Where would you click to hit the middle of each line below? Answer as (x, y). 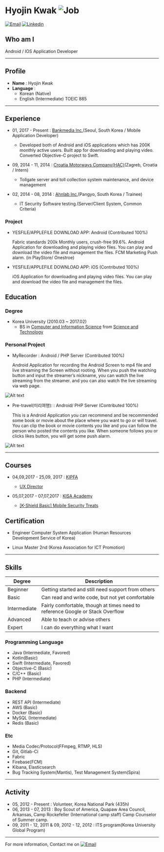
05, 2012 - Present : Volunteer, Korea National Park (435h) (71, 804)
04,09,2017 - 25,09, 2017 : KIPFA (45, 477)
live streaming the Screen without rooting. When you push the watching (84, 370)
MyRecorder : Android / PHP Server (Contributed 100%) (68, 355)
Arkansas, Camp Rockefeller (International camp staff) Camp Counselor (84, 814)
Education (21, 297)
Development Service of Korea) (44, 538)
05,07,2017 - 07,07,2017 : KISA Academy (52, 496)
